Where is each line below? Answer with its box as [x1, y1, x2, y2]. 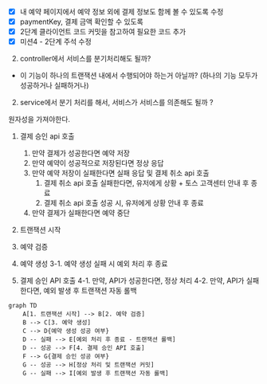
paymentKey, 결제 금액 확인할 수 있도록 [19, 17, 143, 26]
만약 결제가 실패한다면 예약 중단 [31, 208, 130, 217]
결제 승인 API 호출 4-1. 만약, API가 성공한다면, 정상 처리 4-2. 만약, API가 [19, 276, 245, 285]
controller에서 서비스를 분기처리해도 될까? [19, 54, 151, 64]
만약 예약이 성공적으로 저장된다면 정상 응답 [31, 159, 165, 168]
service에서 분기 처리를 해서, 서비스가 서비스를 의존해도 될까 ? [19, 98, 214, 108]
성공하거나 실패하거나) [19, 80, 89, 90]
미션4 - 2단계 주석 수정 [19, 37, 92, 46]
